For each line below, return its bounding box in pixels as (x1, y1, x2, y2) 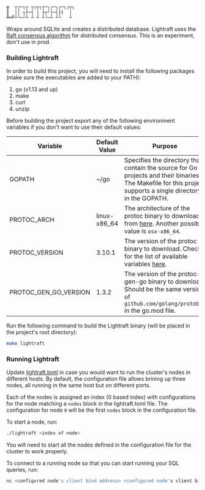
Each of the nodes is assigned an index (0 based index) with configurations (6, 393, 196, 401)
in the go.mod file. (124, 307, 176, 315)
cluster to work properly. (6, 448, 68, 455)
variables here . (124, 260, 167, 268)
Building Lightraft (6, 53, 59, 62)
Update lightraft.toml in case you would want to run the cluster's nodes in (6, 368, 191, 376)
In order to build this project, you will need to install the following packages (6, 67, 195, 75)
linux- (96, 212, 114, 221)
